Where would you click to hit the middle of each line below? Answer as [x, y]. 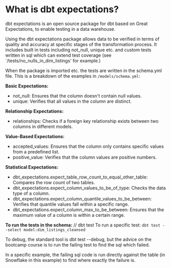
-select [14, 230]
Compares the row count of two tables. [54, 182]
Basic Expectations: [27, 86]
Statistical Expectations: [32, 167]
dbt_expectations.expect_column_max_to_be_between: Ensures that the [88, 209]
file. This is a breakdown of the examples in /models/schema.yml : [73, 76]
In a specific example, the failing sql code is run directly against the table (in [85, 255]
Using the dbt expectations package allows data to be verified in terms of [82, 39]
